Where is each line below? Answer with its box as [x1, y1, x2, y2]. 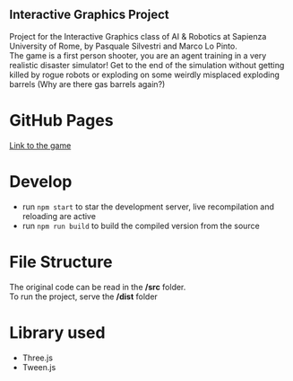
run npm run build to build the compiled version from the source [22, 220, 260, 231]
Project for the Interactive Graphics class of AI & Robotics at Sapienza [9, 31, 267, 41]
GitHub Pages [9, 111, 114, 130]
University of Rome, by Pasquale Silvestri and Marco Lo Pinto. [9, 40, 237, 51]
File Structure [9, 252, 113, 272]
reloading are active [22, 210, 97, 221]
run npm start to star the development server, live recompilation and [22, 201, 275, 212]
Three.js [22, 352, 54, 363]
